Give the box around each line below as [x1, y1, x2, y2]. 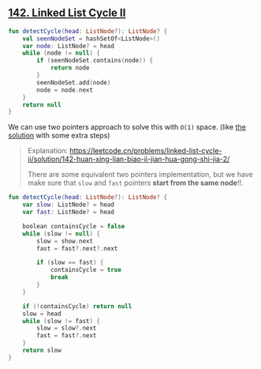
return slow [22, 347, 62, 355]
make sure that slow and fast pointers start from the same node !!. [27, 178, 244, 188]
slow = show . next [36, 237, 93, 245]
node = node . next [36, 86, 93, 94]
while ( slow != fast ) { [22, 317, 101, 325]
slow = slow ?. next [36, 324, 97, 333]
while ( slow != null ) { [22, 229, 101, 238]
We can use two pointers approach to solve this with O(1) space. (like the [8, 122, 246, 132]
